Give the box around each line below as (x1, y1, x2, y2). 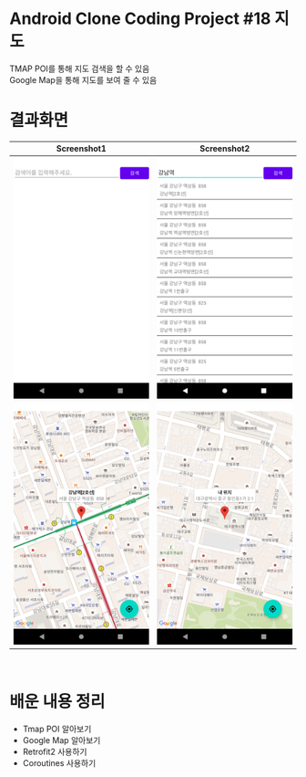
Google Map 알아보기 (22, 734, 101, 745)
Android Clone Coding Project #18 (9, 8, 271, 29)
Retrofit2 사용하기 (22, 746, 87, 757)
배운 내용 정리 (9, 691, 106, 712)
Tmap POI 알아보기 (22, 723, 92, 734)
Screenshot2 (199, 143, 250, 154)
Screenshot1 (56, 143, 107, 154)
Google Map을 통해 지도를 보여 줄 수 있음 (9, 74, 158, 85)
